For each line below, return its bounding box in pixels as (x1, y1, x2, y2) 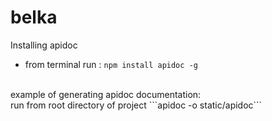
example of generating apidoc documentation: (10, 88, 202, 100)
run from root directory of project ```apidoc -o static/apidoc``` (10, 99, 263, 111)
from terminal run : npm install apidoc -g (24, 58, 198, 70)
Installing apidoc (10, 39, 78, 51)
